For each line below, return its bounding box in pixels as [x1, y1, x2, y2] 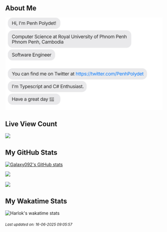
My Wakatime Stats [5, 197, 67, 205]
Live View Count [5, 120, 57, 129]
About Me [5, 4, 36, 13]
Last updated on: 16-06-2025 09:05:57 [5, 222, 72, 227]
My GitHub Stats [5, 148, 57, 157]
